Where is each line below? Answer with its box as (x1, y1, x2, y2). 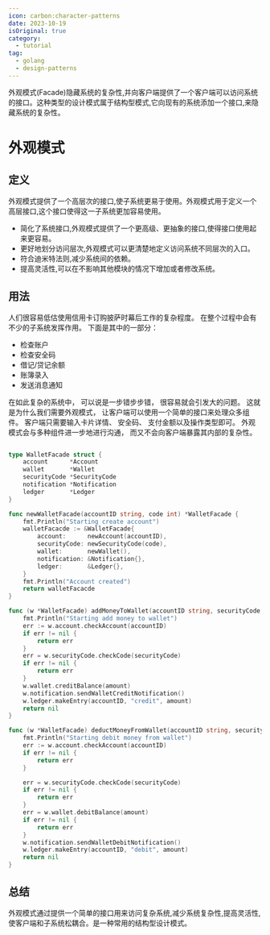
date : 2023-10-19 (8, 19, 67, 27)
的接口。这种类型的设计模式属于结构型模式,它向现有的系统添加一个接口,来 (8, 98, 252, 107)
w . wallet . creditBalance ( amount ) (22, 682, 131, 690)
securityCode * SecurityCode (22, 473, 117, 481)
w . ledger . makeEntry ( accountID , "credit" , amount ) (22, 696, 193, 705)
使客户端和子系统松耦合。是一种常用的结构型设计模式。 (8, 918, 191, 928)
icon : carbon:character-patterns (8, 11, 121, 20)
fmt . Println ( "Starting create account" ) (22, 517, 160, 526)
